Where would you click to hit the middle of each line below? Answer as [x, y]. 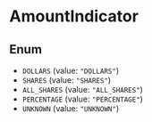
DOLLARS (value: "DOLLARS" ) [70, 70]
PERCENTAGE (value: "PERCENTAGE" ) [82, 99]
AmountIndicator [74, 16]
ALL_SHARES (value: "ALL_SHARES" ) [82, 89]
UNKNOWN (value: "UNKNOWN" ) [70, 108]
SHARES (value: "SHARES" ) [67, 80]
